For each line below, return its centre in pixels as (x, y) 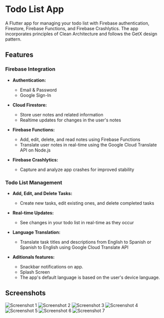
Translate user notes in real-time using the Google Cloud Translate (88, 144)
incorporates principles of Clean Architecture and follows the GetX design (81, 34)
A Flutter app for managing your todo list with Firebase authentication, (77, 23)
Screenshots (25, 293)
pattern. (13, 39)
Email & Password (38, 90)
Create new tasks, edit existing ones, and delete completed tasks (87, 203)
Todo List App (34, 9)
